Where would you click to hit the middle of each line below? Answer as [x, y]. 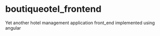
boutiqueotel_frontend [53, 9]
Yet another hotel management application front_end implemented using [80, 23]
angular [13, 28]
